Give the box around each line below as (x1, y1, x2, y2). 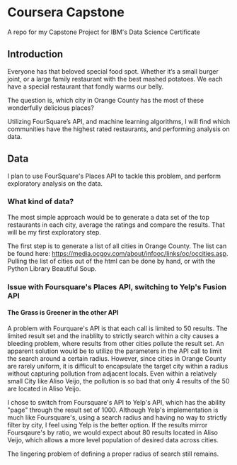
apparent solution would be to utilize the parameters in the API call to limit (7, 347, 222, 355)
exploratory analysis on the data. (7, 179, 103, 188)
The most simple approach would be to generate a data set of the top (7, 213, 210, 221)
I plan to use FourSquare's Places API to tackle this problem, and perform (7, 172, 221, 180)
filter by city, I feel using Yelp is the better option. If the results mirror (7, 420, 208, 429)
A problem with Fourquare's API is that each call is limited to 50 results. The (7, 324, 228, 332)
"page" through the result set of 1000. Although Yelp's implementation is (7, 405, 219, 414)
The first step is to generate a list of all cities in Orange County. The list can (7, 242, 227, 250)
